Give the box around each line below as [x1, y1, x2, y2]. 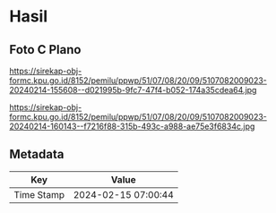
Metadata [9, 147, 65, 162]
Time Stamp [13, 188, 65, 200]
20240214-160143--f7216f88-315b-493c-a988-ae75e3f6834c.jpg [9, 121, 255, 132]
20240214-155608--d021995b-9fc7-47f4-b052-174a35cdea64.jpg [9, 85, 257, 95]
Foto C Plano [9, 42, 82, 57]
